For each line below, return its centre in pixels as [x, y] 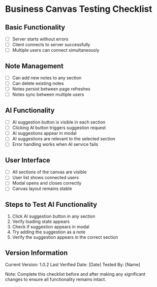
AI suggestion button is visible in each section [59, 122]
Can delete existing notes [38, 83]
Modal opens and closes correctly [47, 183]
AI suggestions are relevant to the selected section [64, 139]
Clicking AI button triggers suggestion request [59, 128]
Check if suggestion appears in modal [51, 227]
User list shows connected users [45, 178]
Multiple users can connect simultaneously [56, 50]
